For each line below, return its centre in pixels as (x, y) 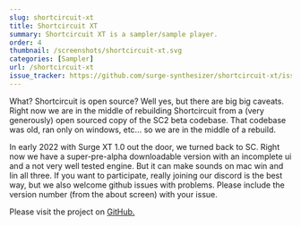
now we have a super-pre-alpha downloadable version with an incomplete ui (150, 156)
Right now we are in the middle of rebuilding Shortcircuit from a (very (137, 110)
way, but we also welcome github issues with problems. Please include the (147, 185)
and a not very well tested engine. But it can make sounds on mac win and (146, 165)
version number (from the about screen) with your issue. (113, 194)
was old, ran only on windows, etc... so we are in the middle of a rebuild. (142, 130)
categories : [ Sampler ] (52, 59)
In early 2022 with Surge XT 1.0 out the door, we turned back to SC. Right (145, 146)
